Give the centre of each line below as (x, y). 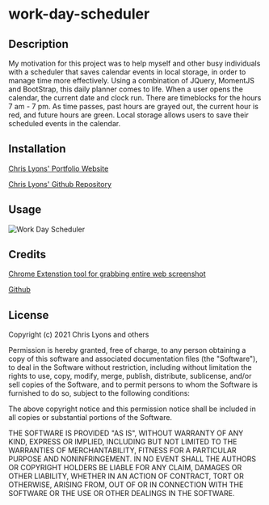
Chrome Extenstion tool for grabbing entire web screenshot (107, 274)
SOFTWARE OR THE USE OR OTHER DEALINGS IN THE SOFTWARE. (122, 494)
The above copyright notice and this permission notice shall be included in (132, 409)
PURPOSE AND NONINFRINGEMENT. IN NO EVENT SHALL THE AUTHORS (132, 459)
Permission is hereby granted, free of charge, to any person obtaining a (127, 350)
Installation (37, 149)
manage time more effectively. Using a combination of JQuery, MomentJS (131, 81)
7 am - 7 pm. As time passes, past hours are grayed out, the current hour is (133, 106)
